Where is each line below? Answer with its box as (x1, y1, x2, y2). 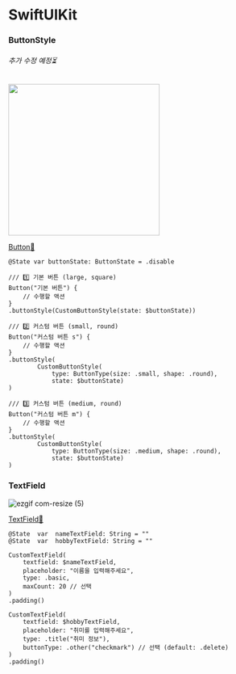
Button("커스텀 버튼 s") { (8, 333, 91, 341)
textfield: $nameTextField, (23, 558, 117, 567)
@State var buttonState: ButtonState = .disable (8, 258, 175, 266)
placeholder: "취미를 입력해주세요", (23, 626, 135, 634)
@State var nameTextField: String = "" (8, 529, 150, 538)
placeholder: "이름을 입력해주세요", (23, 567, 135, 575)
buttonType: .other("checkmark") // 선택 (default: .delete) (23, 643, 230, 651)
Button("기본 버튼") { (8, 284, 78, 293)
